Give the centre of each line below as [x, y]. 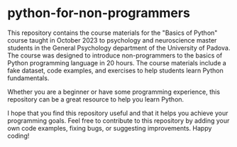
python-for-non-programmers [99, 13]
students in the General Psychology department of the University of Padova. [119, 48]
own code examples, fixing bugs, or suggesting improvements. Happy [110, 128]
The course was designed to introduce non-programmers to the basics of [115, 55]
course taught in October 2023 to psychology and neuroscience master [112, 40]
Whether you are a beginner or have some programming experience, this [114, 92]
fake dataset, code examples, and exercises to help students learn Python [115, 70]
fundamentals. [28, 78]
